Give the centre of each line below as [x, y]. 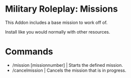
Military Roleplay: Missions [62, 9]
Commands [29, 52]
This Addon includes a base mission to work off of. [56, 22]
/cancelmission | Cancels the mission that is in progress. [69, 70]
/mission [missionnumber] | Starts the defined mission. [67, 65]
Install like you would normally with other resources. [58, 32]
